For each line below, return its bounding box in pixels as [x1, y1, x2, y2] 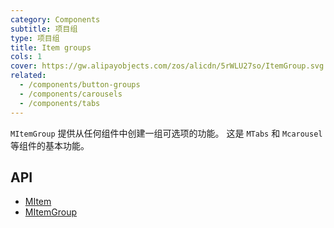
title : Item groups [10, 42, 92, 53]
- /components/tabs [19, 98, 101, 108]
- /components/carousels [19, 89, 123, 99]
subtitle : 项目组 [10, 24, 78, 34]
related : [10, 71, 47, 81]
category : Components [10, 14, 101, 25]
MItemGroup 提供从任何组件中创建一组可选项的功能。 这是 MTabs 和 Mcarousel [10, 127, 323, 139]
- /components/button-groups [19, 80, 141, 90]
